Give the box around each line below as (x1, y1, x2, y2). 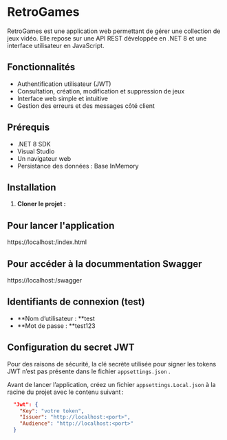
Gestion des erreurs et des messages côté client (17, 101, 155, 110)
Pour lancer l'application (7, 219, 115, 231)
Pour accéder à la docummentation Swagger (7, 258, 202, 269)
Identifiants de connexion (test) (7, 296, 146, 308)
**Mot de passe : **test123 (17, 321, 96, 330)
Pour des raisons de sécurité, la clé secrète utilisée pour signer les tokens (7, 360, 217, 368)
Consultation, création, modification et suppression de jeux (17, 87, 185, 95)
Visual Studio (17, 147, 55, 155)
